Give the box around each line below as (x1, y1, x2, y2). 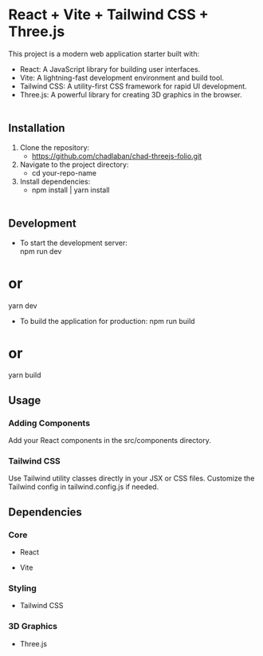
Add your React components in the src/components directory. (8, 436, 211, 445)
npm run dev (19, 246, 62, 256)
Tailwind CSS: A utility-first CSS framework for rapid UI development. (19, 81, 247, 91)
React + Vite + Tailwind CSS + (8, 6, 209, 24)
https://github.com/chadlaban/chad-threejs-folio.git (31, 151, 202, 160)
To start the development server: (19, 238, 128, 247)
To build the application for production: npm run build (19, 316, 195, 326)
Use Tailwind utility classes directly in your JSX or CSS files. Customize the (8, 473, 255, 484)
